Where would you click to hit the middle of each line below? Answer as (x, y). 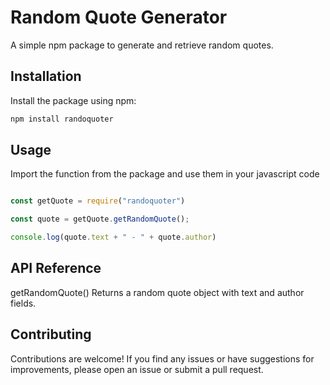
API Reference (56, 268)
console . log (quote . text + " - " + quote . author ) (113, 237)
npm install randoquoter (62, 119)
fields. (23, 303)
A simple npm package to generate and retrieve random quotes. (142, 45)
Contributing (51, 334)
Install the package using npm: (73, 100)
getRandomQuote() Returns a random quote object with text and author (157, 292)
